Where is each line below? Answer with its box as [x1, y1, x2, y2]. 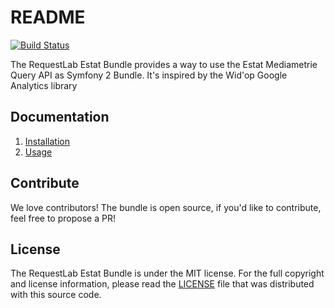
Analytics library [10, 79, 78, 91]
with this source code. [10, 289, 102, 301]
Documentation [10, 109, 110, 126]
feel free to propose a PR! [10, 212, 116, 224]
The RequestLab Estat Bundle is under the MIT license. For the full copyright [10, 267, 325, 280]
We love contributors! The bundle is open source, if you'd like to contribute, [10, 201, 322, 213]
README [10, 6, 86, 29]
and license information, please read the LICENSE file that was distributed [10, 278, 315, 290]
